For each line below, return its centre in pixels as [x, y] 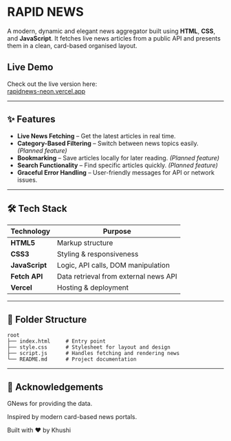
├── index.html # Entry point [57, 341]
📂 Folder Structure [47, 320]
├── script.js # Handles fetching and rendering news [93, 354]
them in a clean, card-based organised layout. [72, 45]
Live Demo [30, 67]
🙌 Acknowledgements [55, 387]
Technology [30, 231]
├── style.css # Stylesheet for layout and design [89, 347]
